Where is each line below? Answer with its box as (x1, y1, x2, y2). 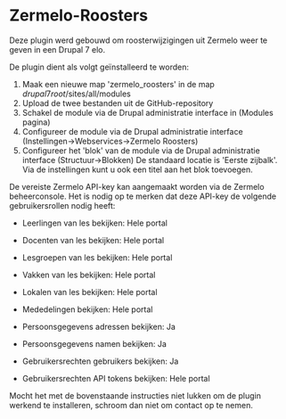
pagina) (21, 117, 51, 127)
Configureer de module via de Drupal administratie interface (21, 126, 243, 136)
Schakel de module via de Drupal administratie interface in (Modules (21, 107, 274, 118)
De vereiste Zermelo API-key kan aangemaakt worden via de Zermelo (9, 181, 265, 192)
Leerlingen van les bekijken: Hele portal (21, 218, 168, 228)
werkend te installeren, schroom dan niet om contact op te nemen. (9, 399, 254, 410)
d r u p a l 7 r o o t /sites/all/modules (21, 88, 131, 99)
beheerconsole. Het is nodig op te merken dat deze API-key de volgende (9, 191, 277, 201)
